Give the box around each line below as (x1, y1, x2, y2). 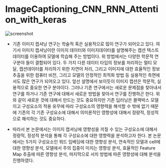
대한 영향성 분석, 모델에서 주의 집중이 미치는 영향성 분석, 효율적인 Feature (12, 145, 156, 151)
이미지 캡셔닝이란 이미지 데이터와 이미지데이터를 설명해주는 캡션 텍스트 (21, 47, 160, 53)
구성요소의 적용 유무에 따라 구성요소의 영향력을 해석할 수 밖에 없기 (21, 103, 150, 109)
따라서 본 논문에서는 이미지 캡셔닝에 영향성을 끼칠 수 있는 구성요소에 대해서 (12, 126, 158, 132)
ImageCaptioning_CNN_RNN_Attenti (5, 3, 159, 15)
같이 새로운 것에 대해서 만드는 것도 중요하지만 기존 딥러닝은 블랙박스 (17, 97, 150, 103)
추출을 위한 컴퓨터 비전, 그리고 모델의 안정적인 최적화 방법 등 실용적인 (12, 72, 147, 78)
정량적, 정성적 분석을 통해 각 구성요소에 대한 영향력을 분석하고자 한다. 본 (12, 132, 152, 138)
